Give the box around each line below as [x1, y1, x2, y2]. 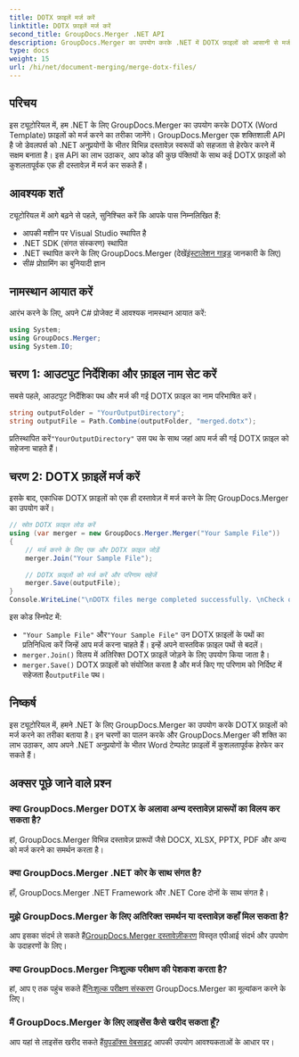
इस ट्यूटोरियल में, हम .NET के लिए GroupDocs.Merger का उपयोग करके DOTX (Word [9, 120, 278, 130]
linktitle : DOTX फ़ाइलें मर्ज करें [9, 21, 111, 30]
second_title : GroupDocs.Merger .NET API [9, 29, 166, 38]
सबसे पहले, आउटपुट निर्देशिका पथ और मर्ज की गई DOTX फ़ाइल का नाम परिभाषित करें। [9, 390, 257, 401]
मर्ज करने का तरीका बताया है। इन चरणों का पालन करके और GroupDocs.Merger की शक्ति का [9, 729, 287, 740]
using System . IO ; [9, 343, 74, 351]
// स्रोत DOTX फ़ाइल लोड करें [9, 521, 95, 530]
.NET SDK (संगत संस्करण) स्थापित [21, 237, 128, 248]
